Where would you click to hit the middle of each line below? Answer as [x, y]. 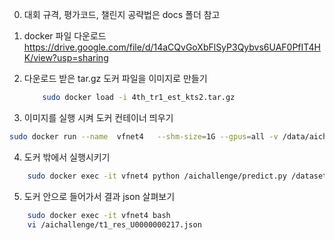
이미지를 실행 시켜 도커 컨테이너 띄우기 [98, 117]
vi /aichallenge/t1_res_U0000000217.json [114, 224]
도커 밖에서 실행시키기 [67, 157]
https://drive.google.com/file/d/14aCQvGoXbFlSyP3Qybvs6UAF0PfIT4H [172, 47]
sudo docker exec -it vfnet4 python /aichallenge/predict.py [157, 176]
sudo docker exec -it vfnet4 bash [99, 215]
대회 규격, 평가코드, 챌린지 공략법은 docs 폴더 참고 [122, 14]
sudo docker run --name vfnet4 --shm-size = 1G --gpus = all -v [144, 136]
